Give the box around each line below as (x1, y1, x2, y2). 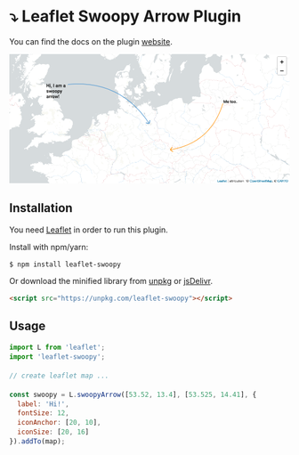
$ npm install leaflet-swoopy (9, 260, 122, 269)
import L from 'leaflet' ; (9, 343, 105, 353)
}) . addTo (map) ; (9, 437, 66, 446)
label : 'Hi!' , (17, 399, 69, 409)
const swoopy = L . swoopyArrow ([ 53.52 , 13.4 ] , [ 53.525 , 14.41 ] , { (9, 390, 257, 399)
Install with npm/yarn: (9, 241, 89, 252)
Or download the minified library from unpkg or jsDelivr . (9, 275, 214, 286)
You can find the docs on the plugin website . (9, 36, 174, 46)
